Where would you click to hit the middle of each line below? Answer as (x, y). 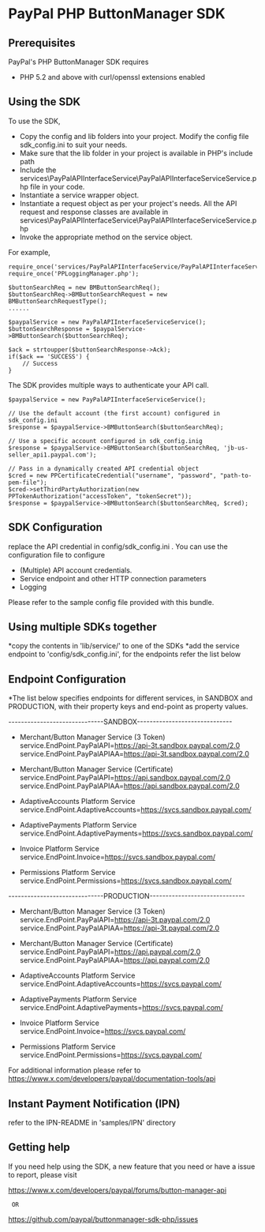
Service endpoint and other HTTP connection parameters (113, 578)
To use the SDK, (34, 121)
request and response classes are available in (94, 212)
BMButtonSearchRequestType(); (58, 301)
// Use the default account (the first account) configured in (114, 413)
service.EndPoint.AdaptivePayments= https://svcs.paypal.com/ (121, 1008)
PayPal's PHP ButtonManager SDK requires (78, 62)
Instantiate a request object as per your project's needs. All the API (128, 203)
